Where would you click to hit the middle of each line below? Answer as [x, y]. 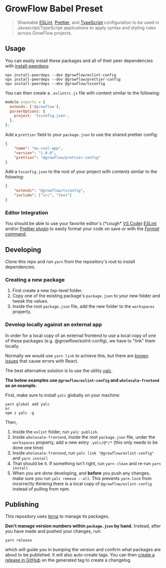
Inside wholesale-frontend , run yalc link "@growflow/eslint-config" [83, 453]
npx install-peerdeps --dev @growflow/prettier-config [63, 79]
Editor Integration [27, 213]
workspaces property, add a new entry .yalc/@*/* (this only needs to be [85, 442]
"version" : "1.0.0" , [35, 153]
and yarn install [30, 458]
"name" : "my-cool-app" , [39, 148]
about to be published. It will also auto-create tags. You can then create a [80, 555]
